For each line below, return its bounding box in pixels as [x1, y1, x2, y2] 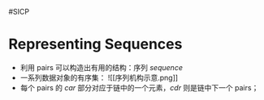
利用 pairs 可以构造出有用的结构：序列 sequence [19, 62, 183, 72]
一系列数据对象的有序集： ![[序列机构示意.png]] [19, 73, 179, 82]
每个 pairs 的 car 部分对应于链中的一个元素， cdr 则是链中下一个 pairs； [19, 82, 259, 92]
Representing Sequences [8, 35, 183, 53]
